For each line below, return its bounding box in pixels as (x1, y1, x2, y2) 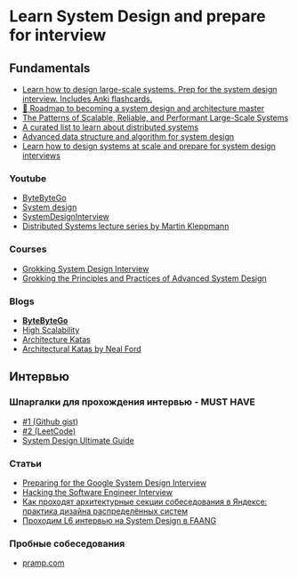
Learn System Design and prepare (9, 6, 266, 27)
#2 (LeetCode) (21, 425, 77, 437)
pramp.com (21, 557, 65, 568)
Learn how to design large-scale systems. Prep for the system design (21, 84, 278, 94)
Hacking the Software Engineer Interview (21, 486, 173, 497)
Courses (9, 243, 47, 255)
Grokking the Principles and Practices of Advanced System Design (21, 273, 267, 284)
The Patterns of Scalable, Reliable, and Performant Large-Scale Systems (21, 113, 289, 123)
